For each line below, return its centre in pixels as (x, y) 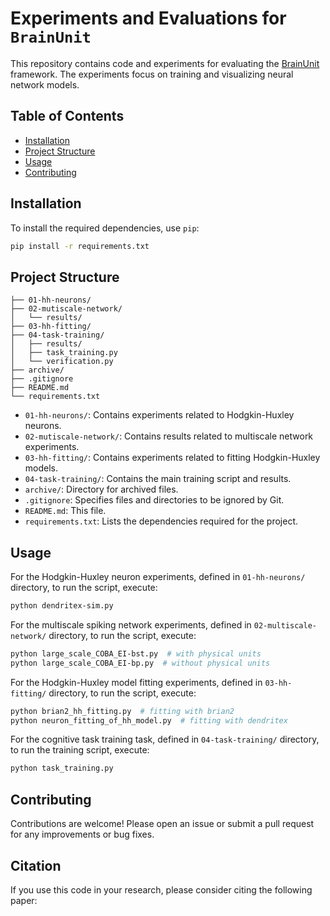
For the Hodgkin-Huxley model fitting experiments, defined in (136, 682)
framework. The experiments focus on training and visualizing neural (152, 74)
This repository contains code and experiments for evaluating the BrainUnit (165, 63)
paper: (24, 900)
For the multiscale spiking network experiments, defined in (131, 624)
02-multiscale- (285, 625)
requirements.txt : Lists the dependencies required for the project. (161, 521)
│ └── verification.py (62, 362)
